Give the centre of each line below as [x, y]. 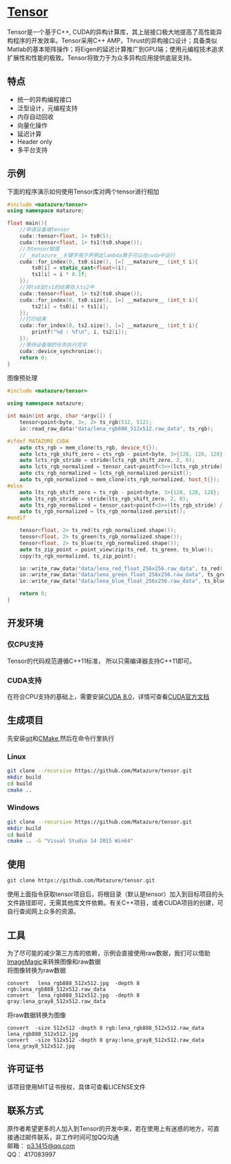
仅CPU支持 [25, 644]
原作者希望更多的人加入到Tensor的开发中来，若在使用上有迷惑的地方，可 [110, 1128]
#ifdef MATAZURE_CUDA [38, 441]
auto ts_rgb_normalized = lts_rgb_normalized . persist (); [103, 511]
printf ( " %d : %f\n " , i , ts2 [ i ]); [80, 332]
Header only [35, 141]
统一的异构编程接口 [44, 99]
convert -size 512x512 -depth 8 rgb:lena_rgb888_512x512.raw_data [106, 1028]
